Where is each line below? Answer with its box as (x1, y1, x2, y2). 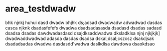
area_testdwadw (5, 3, 76, 14)
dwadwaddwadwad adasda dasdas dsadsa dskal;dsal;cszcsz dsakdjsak (5, 35, 154, 41)
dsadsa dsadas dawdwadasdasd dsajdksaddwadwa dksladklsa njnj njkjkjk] (5, 30, 160, 36)
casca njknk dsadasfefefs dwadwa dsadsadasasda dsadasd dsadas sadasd (5, 24, 162, 30)
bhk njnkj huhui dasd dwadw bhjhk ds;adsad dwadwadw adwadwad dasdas (5, 19, 162, 25)
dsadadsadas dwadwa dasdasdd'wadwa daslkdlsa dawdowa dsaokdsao (5, 40, 155, 46)
